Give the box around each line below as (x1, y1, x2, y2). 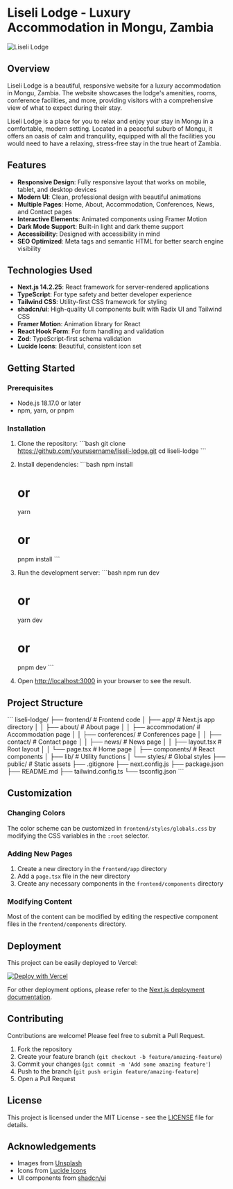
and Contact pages (17, 207, 73, 216)
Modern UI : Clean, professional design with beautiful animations (17, 193, 201, 201)
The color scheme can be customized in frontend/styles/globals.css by (7, 824, 216, 832)
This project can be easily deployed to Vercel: (7, 959, 138, 967)
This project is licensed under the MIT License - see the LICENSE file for (7, 1113, 214, 1122)
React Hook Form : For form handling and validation (17, 327, 164, 335)
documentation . (7, 993, 53, 1001)
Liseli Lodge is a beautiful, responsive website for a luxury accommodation (7, 81, 221, 90)
